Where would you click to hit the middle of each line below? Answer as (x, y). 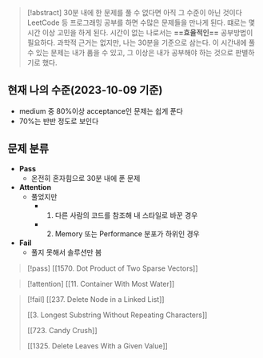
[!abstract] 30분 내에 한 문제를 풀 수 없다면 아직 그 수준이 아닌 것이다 (135, 12)
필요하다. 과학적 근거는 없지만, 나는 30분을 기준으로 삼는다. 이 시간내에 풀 (141, 42)
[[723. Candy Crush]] (62, 330)
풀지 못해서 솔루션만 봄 (66, 252)
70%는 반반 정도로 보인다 (59, 121)
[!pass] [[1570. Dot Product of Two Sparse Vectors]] (112, 268)
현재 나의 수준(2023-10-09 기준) (85, 90)
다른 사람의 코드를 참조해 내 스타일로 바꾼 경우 (126, 215)
